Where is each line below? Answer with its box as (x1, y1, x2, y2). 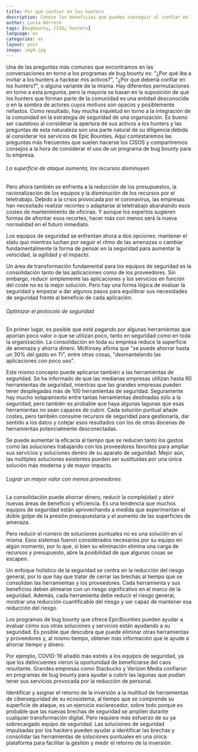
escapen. (6, 555, 29, 562)
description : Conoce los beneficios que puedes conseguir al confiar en (6, 14, 189, 20)
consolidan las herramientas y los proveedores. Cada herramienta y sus (6, 579, 181, 586)
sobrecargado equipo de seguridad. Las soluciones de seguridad (6, 721, 165, 728)
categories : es (6, 36, 44, 42)
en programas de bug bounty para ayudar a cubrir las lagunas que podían (6, 672, 186, 679)
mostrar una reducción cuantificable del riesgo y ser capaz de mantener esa (6, 598, 192, 605)
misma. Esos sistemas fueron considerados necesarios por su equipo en (6, 536, 183, 544)
